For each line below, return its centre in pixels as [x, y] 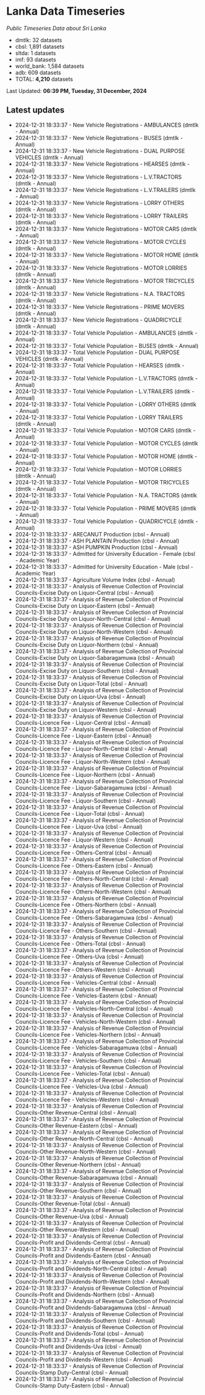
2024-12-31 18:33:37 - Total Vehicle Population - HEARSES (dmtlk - [100, 365]
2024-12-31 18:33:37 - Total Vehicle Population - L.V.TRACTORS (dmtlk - [106, 378]
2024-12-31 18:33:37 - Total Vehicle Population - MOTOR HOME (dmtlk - [106, 456]
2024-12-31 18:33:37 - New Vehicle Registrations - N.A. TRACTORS [100, 294]
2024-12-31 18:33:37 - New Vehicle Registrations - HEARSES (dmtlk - [103, 164]
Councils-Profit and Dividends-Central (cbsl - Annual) [83, 1242]
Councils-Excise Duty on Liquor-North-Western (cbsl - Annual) [94, 632]
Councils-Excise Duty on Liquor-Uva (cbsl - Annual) [81, 697]
